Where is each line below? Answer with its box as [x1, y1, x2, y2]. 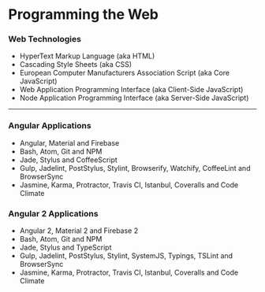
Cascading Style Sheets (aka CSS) [19, 60, 132, 69]
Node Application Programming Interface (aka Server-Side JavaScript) [19, 93, 249, 103]
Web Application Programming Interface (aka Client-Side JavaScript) [19, 85, 244, 94]
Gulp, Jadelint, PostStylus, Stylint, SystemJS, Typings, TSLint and [19, 251, 233, 261]
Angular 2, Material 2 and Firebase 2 [19, 226, 139, 235]
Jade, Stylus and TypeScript [19, 242, 112, 253]
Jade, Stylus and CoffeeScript [19, 155, 118, 164]
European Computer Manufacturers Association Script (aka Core [19, 68, 230, 78]
